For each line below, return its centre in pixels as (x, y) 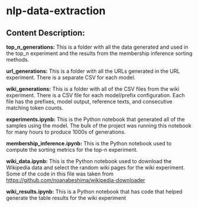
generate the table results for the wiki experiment (66, 198)
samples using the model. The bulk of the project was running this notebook (99, 125)
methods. (18, 60)
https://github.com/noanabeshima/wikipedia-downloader (76, 180)
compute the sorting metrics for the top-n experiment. (72, 150)
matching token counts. (35, 108)
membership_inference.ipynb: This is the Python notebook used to (89, 143)
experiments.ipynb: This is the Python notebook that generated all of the (95, 119)
